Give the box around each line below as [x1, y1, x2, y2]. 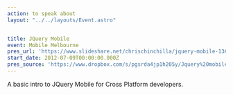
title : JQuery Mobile [7, 35, 70, 42]
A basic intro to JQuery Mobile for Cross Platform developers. [7, 80, 184, 88]
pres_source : [7, 61, 45, 68]
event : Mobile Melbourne [7, 42, 79, 49]
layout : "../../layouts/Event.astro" [7, 17, 116, 24]
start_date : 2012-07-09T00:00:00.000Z [7, 55, 119, 62]
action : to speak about [7, 10, 76, 17]
